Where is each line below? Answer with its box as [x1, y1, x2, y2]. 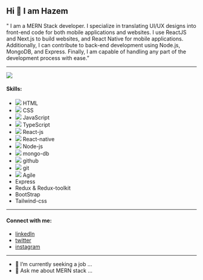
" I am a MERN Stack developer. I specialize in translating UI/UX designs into [6, 22, 196, 29]
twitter [14, 237, 31, 244]
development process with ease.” [6, 54, 89, 61]
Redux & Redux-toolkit [14, 184, 71, 192]
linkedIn [14, 230, 35, 238]
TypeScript [22, 121, 50, 128]
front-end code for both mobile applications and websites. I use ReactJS [6, 28, 187, 36]
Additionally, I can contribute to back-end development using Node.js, [6, 41, 181, 48]
